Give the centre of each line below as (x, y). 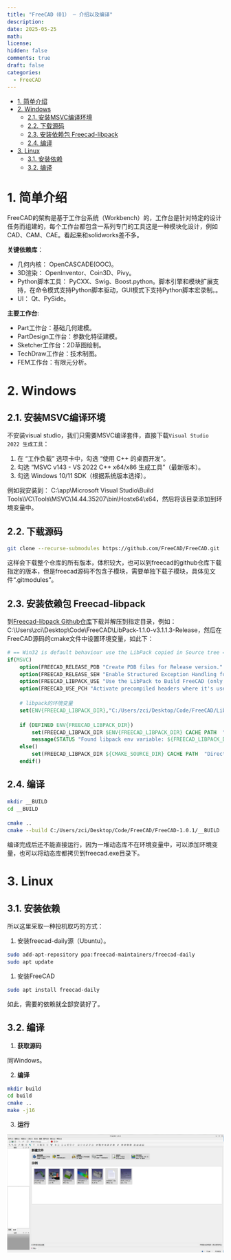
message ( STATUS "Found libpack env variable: (98, 739)
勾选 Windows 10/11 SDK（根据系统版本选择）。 (83, 476)
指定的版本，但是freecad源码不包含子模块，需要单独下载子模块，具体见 (109, 572)
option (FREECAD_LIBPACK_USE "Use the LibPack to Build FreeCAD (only (121, 682)
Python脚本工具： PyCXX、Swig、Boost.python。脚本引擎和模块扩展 (115, 281)
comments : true (29, 58)
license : (20, 44)
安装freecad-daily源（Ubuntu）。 (63, 941)
